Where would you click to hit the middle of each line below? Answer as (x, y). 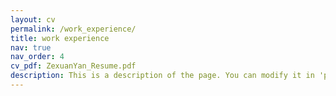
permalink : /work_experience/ (73, 29)
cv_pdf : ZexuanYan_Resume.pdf (73, 66)
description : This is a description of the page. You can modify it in (162, 76)
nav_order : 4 (37, 57)
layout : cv (33, 19)
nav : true (31, 47)
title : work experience (60, 38)
